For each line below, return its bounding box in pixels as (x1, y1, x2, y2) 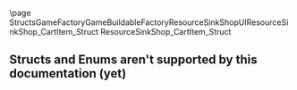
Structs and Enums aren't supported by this (9, 53, 258, 68)
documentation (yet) (9, 66, 127, 81)
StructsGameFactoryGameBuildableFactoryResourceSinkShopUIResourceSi (9, 17, 289, 28)
